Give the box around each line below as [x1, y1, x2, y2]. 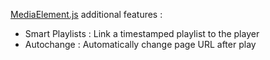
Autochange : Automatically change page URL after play [24, 39, 257, 50]
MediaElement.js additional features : [10, 9, 163, 20]
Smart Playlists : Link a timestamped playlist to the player [24, 28, 260, 39]
